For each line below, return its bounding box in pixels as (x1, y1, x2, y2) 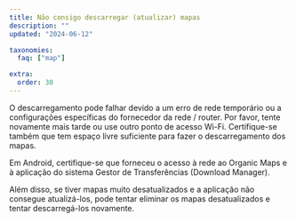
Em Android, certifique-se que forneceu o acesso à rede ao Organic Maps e (9, 157, 287, 168)
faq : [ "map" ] (17, 54, 66, 63)
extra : (9, 70, 34, 79)
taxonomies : (9, 45, 53, 54)
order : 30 (17, 78, 53, 87)
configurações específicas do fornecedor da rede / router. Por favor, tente (9, 112, 281, 123)
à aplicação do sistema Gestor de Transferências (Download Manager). (9, 166, 270, 178)
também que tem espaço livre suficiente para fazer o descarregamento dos (9, 131, 286, 141)
